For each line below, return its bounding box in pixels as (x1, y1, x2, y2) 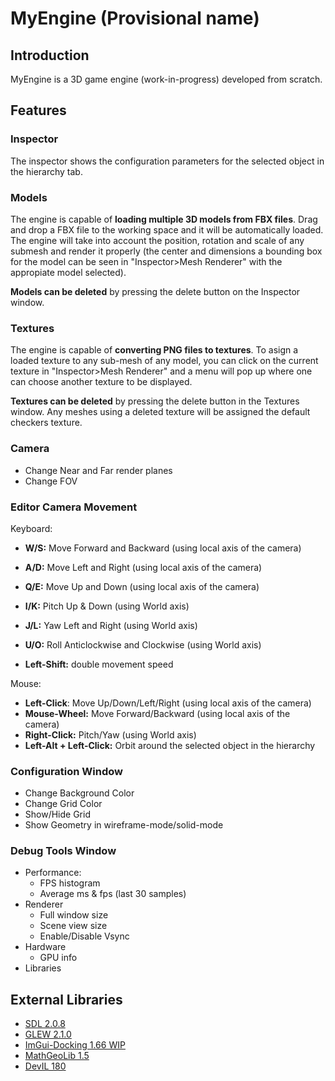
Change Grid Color (24, 798, 103, 810)
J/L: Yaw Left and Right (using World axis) (24, 619, 198, 631)
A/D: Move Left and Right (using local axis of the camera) (24, 561, 263, 573)
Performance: (24, 867, 82, 879)
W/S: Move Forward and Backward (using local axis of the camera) (24, 542, 302, 554)
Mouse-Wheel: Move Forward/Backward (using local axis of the (24, 707, 291, 719)
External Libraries (10, 991, 123, 1008)
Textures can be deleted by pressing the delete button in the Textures (10, 395, 300, 407)
